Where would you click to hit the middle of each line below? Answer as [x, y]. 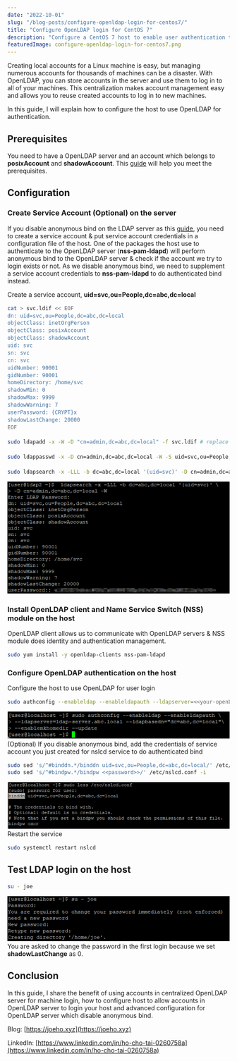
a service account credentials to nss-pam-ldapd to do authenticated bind [115, 273]
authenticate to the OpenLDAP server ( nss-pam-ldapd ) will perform [107, 251]
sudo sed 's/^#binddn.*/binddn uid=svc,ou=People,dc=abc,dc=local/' [110, 765]
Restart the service [35, 834]
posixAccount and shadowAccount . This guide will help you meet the [110, 163]
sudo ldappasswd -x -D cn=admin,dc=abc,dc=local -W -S [90, 457]
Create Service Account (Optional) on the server [92, 213]
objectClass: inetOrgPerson [49, 323]
